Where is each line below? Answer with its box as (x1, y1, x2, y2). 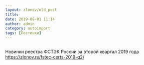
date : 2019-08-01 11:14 (5, 16, 55, 21)
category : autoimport (5, 26, 51, 31)
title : (5, 12, 19, 17)
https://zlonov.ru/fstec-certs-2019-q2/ (5, 54, 84, 60)
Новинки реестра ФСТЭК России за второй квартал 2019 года (5, 48, 139, 54)
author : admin (5, 21, 35, 26)
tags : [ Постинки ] (5, 30, 42, 35)
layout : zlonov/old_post (5, 7, 57, 12)
